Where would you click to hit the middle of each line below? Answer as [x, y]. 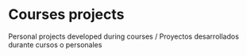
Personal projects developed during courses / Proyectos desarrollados [124, 36]
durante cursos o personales [55, 44]
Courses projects [66, 15]
